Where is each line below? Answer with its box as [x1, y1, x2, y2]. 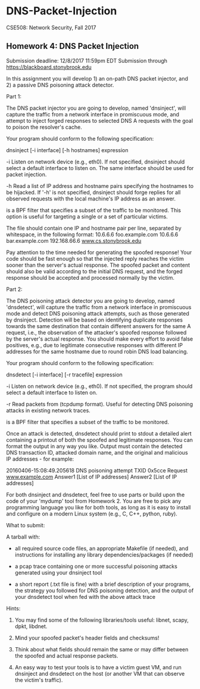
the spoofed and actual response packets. [14, 652, 118, 659]
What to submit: [6, 521, 45, 529]
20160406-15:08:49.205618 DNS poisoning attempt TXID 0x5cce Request [6, 466, 187, 474]
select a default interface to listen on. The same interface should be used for [6, 164, 194, 171]
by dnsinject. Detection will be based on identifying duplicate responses [6, 316, 183, 323]
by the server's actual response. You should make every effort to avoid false [6, 335, 193, 342]
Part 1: [6, 92, 22, 100]
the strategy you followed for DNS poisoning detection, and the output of [14, 586, 194, 594]
